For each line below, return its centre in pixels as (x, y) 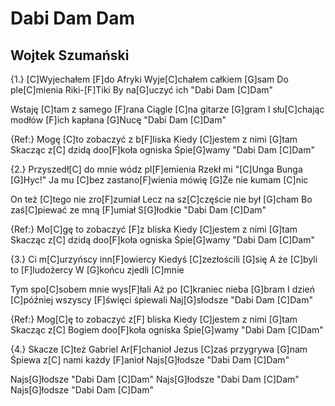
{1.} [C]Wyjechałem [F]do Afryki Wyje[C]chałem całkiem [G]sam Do (149, 79)
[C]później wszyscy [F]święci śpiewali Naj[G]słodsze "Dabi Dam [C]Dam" (161, 300)
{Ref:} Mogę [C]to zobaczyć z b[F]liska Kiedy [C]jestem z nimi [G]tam (154, 139)
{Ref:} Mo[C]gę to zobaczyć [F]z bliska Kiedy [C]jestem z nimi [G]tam (154, 229)
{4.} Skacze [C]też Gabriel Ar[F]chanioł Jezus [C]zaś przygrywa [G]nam (159, 349)
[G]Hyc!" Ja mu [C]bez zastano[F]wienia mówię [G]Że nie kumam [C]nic (159, 180)
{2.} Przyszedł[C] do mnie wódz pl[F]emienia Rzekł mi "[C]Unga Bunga (156, 169)
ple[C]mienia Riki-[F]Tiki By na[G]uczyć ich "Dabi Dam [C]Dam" (142, 90)
